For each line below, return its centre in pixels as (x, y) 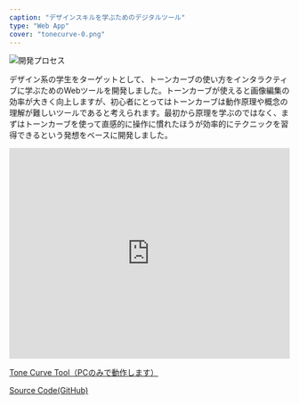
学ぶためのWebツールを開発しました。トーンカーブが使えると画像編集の (157, 91)
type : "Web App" (39, 26)
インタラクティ (261, 79)
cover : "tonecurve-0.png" (57, 34)
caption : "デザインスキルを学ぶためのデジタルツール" (97, 17)
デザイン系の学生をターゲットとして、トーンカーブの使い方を (121, 79)
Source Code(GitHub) (49, 391)
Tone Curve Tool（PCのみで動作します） (84, 373)
